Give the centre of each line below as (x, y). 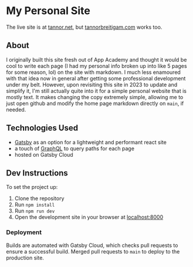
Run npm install (35, 205)
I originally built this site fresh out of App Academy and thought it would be (97, 59)
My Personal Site (48, 11)
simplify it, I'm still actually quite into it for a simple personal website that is (96, 91)
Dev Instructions (37, 173)
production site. (25, 258)
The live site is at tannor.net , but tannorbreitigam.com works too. (84, 27)
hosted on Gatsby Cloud (44, 154)
